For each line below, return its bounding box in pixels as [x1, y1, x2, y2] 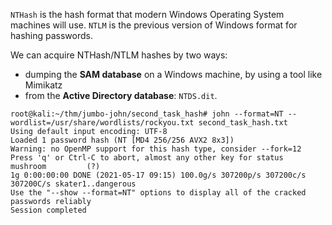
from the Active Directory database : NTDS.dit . [24, 90, 218, 101]
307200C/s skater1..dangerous [10, 179, 137, 189]
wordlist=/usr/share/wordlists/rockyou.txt [10, 118, 195, 128]
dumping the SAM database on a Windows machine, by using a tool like [24, 69, 323, 80]
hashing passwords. [10, 30, 93, 41]
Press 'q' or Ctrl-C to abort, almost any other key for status [10, 153, 284, 163]
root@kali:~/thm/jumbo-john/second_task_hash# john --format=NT [10, 109, 284, 119]
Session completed [10, 205, 87, 215]
